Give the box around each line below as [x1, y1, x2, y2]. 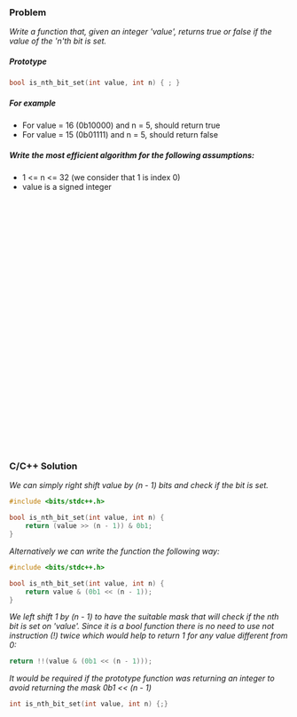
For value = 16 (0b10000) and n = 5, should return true [21, 120, 221, 130]
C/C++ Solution [9, 460, 78, 472]
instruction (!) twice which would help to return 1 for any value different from [9, 630, 288, 641]
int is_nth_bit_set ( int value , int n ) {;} [9, 699, 168, 709]
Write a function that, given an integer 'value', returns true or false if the [9, 27, 272, 37]
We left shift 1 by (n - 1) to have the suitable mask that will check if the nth [9, 611, 279, 622]
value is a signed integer [21, 182, 113, 193]
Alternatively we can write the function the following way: [9, 546, 220, 556]
